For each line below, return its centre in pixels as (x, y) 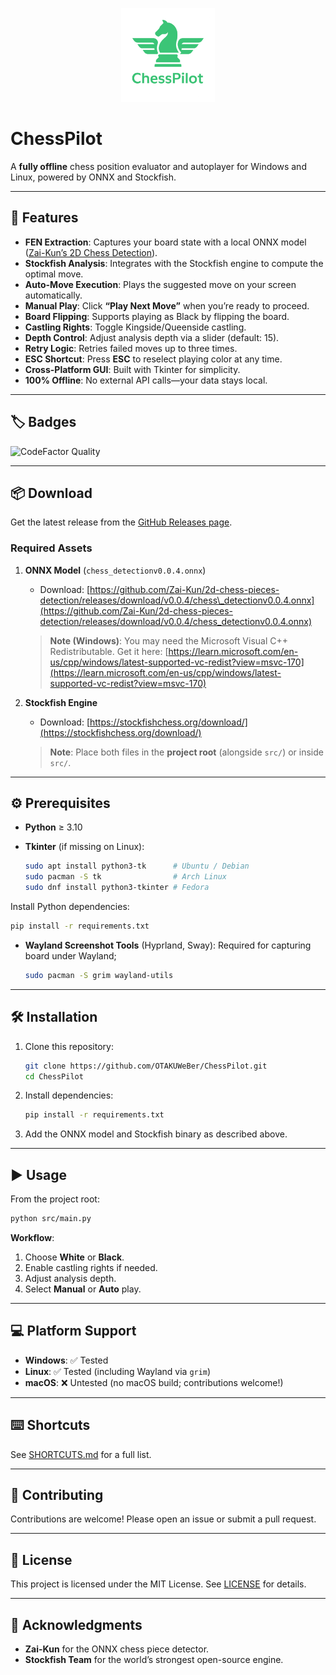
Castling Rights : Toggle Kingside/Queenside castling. (135, 327)
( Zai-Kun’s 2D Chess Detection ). (91, 252)
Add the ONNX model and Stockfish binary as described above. (156, 1134)
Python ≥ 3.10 (53, 827)
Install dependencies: (69, 1095)
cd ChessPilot (54, 1076)
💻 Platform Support (73, 1331)
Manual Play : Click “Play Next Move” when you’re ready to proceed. (167, 305)
